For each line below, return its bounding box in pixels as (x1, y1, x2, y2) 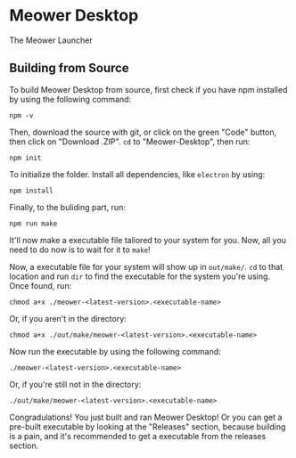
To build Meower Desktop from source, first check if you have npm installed (9, 84, 288, 94)
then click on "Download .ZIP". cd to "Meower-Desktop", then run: (9, 135, 251, 147)
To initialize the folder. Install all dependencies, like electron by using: (9, 168, 266, 179)
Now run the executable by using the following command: (9, 346, 221, 356)
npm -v (9, 110, 34, 120)
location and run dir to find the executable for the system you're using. (9, 271, 270, 282)
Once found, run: (9, 280, 72, 290)
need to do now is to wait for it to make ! (9, 244, 152, 255)
